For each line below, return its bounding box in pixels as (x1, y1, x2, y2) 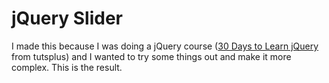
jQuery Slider (11, 7, 124, 30)
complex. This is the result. (11, 61, 123, 73)
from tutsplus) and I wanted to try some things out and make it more (11, 50, 292, 62)
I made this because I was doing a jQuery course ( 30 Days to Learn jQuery (11, 40, 319, 52)
